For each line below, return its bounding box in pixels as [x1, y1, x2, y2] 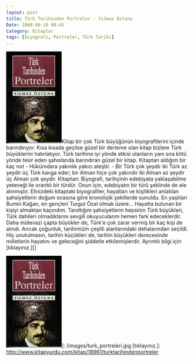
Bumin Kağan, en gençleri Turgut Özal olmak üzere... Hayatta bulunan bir [6, 200, 182, 208]
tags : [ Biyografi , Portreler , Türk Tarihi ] [6, 34, 115, 41]
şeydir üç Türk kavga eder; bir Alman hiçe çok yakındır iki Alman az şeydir [6, 169, 185, 176]
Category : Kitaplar [6, 28, 54, 34]
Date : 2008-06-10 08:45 [6, 22, 65, 28]
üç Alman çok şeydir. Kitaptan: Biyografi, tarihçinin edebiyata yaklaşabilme [6, 175, 186, 182]
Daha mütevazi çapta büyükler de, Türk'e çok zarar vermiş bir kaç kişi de [6, 219, 183, 226]
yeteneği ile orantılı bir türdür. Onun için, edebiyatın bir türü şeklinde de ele [6, 182, 187, 189]
